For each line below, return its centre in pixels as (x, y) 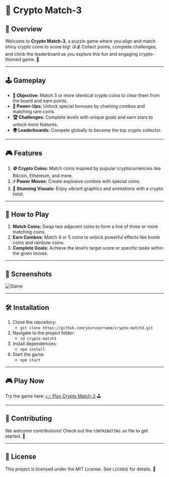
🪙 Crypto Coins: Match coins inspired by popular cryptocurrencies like (87, 168)
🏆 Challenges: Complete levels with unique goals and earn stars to (83, 117)
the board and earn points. (40, 101)
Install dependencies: (35, 344)
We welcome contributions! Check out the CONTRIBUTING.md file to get (77, 431)
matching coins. (29, 232)
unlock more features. (35, 124)
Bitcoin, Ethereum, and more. (43, 175)
